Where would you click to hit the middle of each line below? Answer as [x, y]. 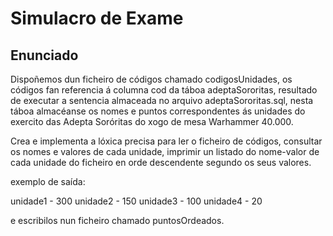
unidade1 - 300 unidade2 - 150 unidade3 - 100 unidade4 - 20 [136, 201]
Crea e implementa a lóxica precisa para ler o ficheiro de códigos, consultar [166, 141]
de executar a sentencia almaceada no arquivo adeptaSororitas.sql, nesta [162, 100]
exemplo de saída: [48, 181]
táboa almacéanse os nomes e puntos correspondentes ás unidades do [158, 111]
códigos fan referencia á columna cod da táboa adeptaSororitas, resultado [164, 90]
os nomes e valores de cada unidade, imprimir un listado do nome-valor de [165, 151]
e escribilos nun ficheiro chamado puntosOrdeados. [117, 220]
